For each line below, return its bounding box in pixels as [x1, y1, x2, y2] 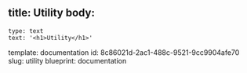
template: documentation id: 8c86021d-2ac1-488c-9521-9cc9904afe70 [8, 47, 240, 57]
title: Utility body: [8, 6, 96, 20]
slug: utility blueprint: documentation [8, 56, 127, 65]
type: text [8, 27, 44, 35]
